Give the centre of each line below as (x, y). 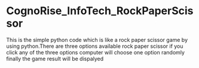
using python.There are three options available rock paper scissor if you (95, 46)
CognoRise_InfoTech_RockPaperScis (100, 11)
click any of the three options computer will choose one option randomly (96, 52)
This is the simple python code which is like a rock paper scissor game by (97, 40)
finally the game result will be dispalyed (55, 59)
